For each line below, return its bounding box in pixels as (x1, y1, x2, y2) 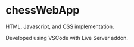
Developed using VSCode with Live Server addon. (5, 34, 129, 41)
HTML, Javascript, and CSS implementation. (5, 23, 114, 30)
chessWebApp (5, 4, 80, 17)
